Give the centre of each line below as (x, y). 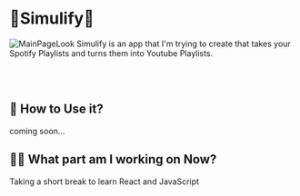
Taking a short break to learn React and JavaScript (105, 181)
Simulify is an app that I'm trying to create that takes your (184, 44)
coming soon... (37, 131)
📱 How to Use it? (56, 109)
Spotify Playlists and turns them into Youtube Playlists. (111, 53)
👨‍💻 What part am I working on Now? (113, 159)
